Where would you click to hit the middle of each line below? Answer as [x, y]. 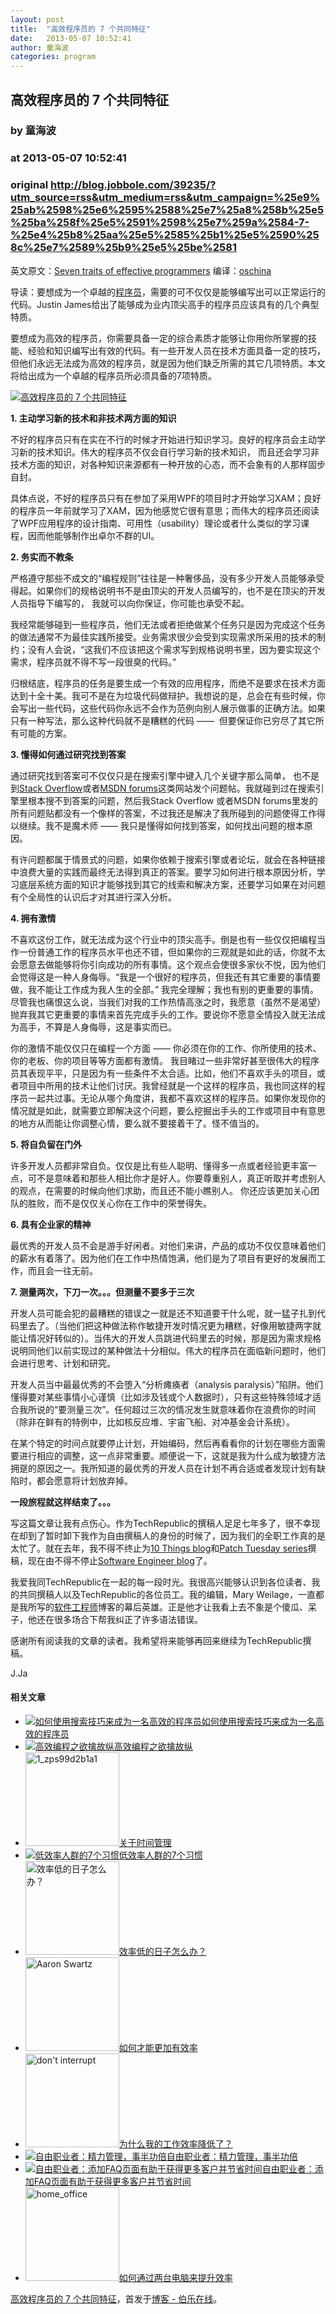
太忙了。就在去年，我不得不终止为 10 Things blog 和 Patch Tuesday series [159, 1548]
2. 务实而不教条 [42, 557]
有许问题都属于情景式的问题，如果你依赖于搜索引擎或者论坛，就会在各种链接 [168, 859]
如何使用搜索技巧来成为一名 [258, 1721]
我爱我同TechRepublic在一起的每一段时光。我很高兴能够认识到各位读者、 [161, 1582]
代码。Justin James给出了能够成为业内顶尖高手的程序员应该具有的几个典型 [165, 304]
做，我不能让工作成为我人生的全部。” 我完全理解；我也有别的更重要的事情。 [165, 989]
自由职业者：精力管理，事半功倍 [232, 2156]
